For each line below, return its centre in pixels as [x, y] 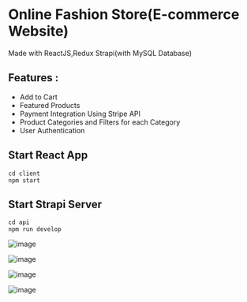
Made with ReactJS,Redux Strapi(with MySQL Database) [100, 53]
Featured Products [50, 105]
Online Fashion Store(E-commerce [124, 15]
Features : [34, 78]
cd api [19, 222]
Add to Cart [38, 97]
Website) [39, 31]
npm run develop [35, 229]
